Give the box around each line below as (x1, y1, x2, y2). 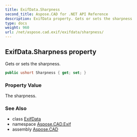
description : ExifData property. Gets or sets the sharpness (5, 16, 133, 21)
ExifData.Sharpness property (5, 48, 97, 56)
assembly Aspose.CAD (12, 126, 59, 132)
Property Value (5, 81, 42, 88)
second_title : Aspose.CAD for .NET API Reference (5, 12, 109, 17)
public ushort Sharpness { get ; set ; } (5, 70, 87, 75)
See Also (5, 105, 27, 112)
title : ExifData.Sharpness (5, 7, 60, 12)
